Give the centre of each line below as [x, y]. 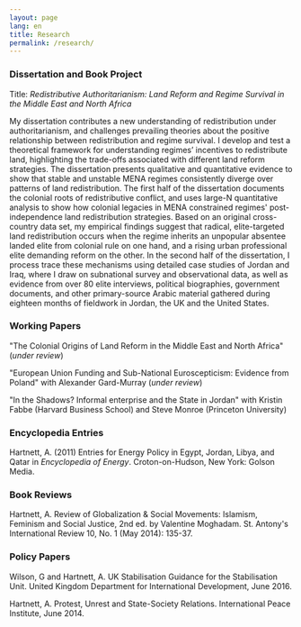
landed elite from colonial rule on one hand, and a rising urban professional [148, 245]
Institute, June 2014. [47, 613]
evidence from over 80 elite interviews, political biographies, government [145, 284]
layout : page [34, 18]
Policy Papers [40, 557]
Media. [22, 472]
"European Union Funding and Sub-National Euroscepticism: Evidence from [149, 373]
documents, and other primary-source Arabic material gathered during [140, 293]
